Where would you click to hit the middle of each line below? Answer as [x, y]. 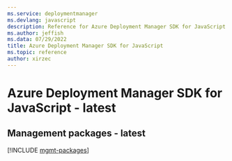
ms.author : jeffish [36, 33]
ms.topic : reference [37, 53]
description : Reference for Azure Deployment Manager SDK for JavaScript [117, 26]
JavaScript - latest [62, 108]
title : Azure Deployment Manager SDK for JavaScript [85, 46]
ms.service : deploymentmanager [53, 14]
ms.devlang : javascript [42, 20]
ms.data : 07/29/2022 [37, 40]
